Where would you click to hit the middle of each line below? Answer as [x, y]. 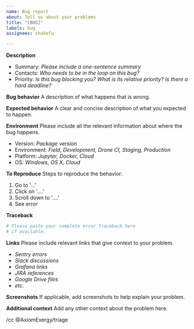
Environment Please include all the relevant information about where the [94, 126]
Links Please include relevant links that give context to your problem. [90, 242]
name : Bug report [27, 11]
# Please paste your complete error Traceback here [71, 226]
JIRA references [34, 273]
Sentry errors [31, 254]
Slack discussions [37, 260]
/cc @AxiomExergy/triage [37, 320]
